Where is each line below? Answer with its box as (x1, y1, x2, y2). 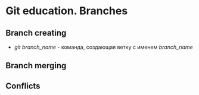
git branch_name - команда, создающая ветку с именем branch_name (14, 43, 193, 50)
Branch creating (5, 28, 67, 38)
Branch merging (5, 61, 67, 71)
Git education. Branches (5, 4, 128, 18)
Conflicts (5, 81, 41, 91)
